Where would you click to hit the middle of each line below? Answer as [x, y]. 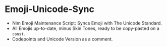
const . [18, 33]
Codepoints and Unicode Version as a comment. [62, 39]
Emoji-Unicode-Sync [49, 9]
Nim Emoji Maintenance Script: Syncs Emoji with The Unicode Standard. [87, 23]
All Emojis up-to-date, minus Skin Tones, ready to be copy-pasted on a [86, 28]
